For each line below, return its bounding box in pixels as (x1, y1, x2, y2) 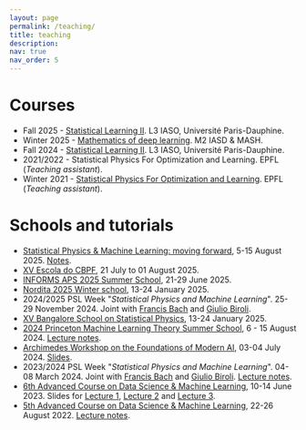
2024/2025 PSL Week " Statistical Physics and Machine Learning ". (22, 293, 273, 304)
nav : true (9, 47, 47, 56)
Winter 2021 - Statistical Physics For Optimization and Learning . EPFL (22, 173, 284, 184)
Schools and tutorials (9, 215, 174, 236)
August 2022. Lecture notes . (22, 409, 130, 420)
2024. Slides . (22, 352, 73, 363)
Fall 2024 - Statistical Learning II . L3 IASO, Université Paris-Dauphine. (22, 144, 285, 155)
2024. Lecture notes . (22, 332, 102, 343)
